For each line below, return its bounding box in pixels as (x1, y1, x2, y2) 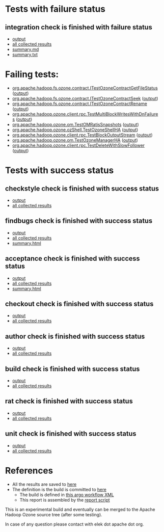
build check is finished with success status (5, 365, 140, 373)
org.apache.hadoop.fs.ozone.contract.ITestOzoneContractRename (12, 101, 147, 106)
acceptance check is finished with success (5, 254, 140, 263)
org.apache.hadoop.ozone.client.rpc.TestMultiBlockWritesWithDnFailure (12, 111, 159, 117)
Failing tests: (5, 69, 59, 80)
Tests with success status (5, 165, 114, 176)
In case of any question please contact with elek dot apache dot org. (5, 521, 144, 527)
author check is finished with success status (5, 332, 145, 341)
